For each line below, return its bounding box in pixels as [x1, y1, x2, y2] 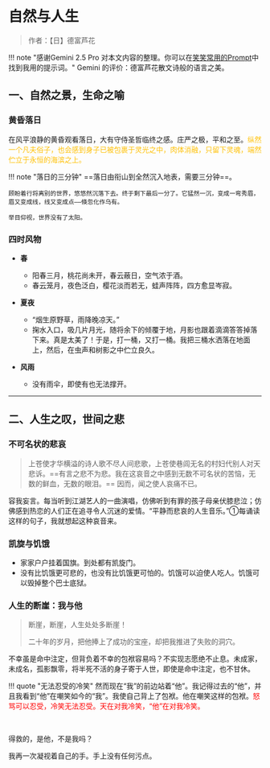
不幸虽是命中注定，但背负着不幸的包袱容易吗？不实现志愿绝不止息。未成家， [8, 654, 262, 664]
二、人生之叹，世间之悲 [8, 412, 125, 427]
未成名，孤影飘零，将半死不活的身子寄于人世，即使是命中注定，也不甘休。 [8, 664, 255, 674]
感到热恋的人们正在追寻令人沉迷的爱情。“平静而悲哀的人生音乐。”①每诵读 [14, 506, 260, 515]
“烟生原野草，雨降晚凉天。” [31, 315, 120, 324]
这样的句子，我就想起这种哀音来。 [8, 516, 121, 526]
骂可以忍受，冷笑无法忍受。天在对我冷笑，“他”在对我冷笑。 [8, 701, 205, 711]
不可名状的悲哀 [8, 439, 67, 450]
